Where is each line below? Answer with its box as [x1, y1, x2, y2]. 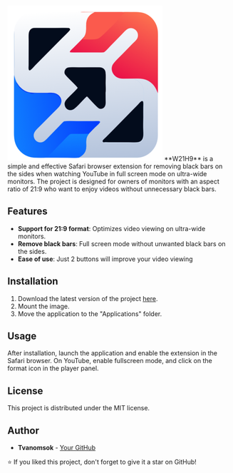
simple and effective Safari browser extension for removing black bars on [7, 162, 223, 171]
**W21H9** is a [163, 155, 214, 163]
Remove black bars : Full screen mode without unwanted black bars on [17, 239, 226, 248]
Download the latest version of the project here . [17, 294, 158, 302]
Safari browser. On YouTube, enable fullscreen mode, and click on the [7, 357, 212, 365]
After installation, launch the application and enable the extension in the [7, 349, 217, 357]
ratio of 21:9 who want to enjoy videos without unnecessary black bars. [7, 185, 217, 193]
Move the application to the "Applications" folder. [17, 309, 162, 318]
